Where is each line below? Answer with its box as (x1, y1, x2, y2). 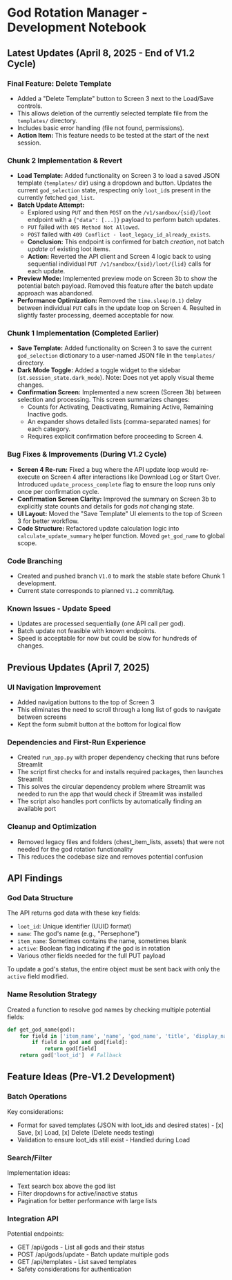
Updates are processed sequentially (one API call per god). (17, 619, 186, 628)
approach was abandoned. (17, 289, 94, 298)
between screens (17, 713, 67, 721)
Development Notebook (7, 19, 146, 35)
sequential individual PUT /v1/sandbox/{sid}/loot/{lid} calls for (27, 259, 212, 268)
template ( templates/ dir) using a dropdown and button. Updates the (17, 179, 213, 188)
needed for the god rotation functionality (17, 845, 133, 853)
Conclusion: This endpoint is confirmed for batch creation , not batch (27, 237, 224, 246)
